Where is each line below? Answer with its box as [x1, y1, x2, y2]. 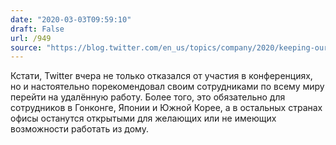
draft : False [10, 24, 65, 34]
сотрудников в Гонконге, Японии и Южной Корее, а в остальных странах [10, 102, 323, 114]
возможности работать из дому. [10, 123, 149, 135]
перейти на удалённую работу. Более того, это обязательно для [10, 91, 286, 103]
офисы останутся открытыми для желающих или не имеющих [10, 112, 277, 125]
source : [10, 42, 43, 53]
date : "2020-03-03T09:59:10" [10, 14, 132, 25]
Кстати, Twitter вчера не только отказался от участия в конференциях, [10, 70, 313, 82]
